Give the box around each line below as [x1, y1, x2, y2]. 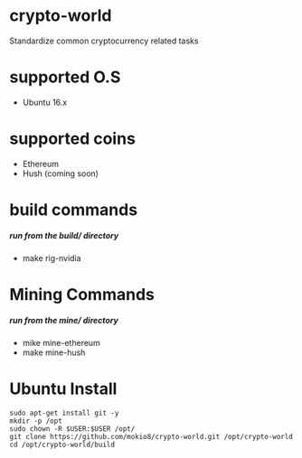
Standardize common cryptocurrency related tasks [9, 35, 199, 46]
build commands [9, 200, 138, 220]
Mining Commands [9, 285, 156, 305]
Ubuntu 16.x [22, 97, 68, 107]
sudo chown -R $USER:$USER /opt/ [9, 425, 136, 434]
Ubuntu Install [9, 379, 118, 399]
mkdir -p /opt [9, 416, 63, 425]
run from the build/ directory [9, 229, 119, 240]
